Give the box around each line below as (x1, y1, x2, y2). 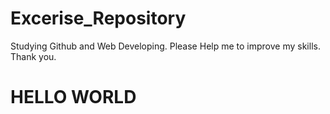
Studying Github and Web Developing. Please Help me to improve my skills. (10, 40, 321, 52)
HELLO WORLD (10, 86, 137, 109)
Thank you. (10, 50, 57, 62)
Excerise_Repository (10, 7, 187, 30)
